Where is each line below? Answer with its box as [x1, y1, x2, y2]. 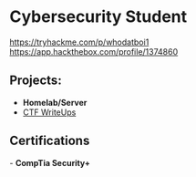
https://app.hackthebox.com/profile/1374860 [9, 46, 179, 57]
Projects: [9, 73, 62, 88]
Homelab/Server [22, 97, 88, 108]
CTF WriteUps [22, 107, 77, 118]
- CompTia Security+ [9, 157, 91, 168]
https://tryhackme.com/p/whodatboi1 [9, 36, 150, 47]
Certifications [9, 133, 90, 149]
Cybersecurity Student [9, 6, 188, 27]
